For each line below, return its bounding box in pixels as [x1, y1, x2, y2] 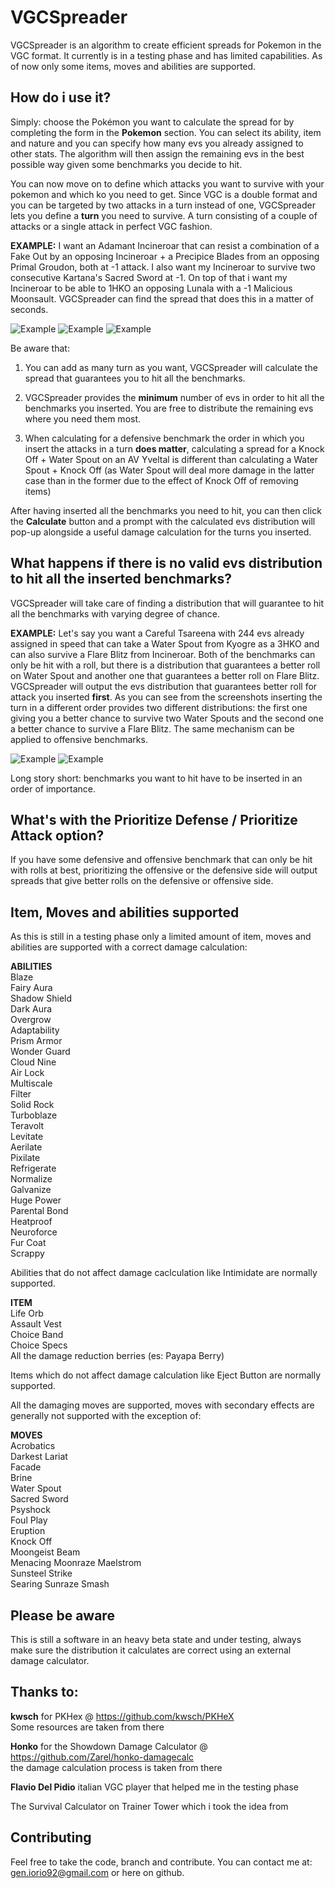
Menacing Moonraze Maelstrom [10, 1557, 142, 1569]
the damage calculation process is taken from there [10, 1761, 223, 1773]
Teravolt [10, 1120, 45, 1132]
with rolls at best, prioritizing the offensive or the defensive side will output [10, 864, 318, 876]
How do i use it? [10, 89, 112, 106]
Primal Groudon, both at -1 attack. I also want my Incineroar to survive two [10, 261, 316, 273]
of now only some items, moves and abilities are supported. [10, 60, 257, 72]
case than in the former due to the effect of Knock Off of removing [24, 474, 299, 486]
